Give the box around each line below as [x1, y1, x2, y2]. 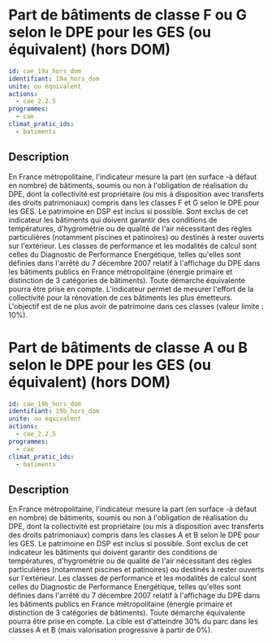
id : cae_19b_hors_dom [8, 400, 82, 408]
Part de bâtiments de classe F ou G [8, 6, 248, 24]
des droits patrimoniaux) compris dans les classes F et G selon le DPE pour [8, 198, 260, 207]
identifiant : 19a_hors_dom [8, 75, 100, 83]
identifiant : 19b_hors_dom [8, 407, 100, 415]
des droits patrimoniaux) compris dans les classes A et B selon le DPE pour [8, 530, 260, 540]
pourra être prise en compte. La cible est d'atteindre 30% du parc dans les [8, 616, 258, 627]
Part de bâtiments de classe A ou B [8, 338, 248, 357]
